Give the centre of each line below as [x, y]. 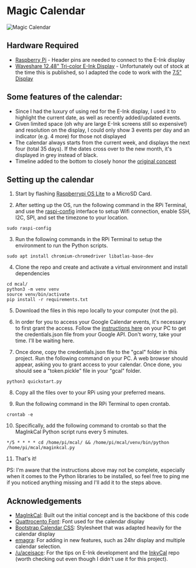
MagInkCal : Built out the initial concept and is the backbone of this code [102, 515]
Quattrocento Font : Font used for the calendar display [80, 522]
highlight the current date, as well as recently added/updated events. [98, 117]
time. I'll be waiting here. [45, 341]
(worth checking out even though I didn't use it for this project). [92, 559]
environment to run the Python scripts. [61, 246]
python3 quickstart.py [34, 382]
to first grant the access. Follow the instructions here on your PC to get [100, 328]
